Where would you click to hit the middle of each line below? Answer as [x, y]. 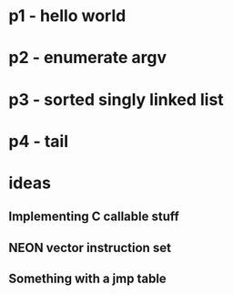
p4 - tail [39, 141]
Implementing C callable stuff [94, 217]
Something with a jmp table [88, 279]
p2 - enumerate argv [88, 58]
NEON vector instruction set [90, 248]
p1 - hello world [67, 16]
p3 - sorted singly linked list [116, 99]
